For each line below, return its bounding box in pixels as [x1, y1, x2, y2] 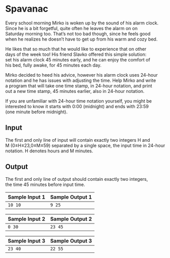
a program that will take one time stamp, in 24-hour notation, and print [5, 82, 152, 89]
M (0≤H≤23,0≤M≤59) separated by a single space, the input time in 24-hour [5, 142, 165, 148]
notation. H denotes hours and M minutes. [5, 148, 93, 154]
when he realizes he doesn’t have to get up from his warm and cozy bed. [5, 36, 158, 42]
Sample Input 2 [8, 215, 46, 222]
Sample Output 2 [50, 215, 92, 222]
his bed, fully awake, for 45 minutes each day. [5, 62, 101, 68]
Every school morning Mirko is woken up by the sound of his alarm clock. [5, 20, 159, 26]
